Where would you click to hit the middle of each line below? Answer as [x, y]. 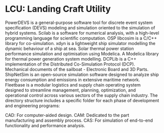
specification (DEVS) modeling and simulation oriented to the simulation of [80, 27]
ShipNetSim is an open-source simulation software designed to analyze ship [82, 74]
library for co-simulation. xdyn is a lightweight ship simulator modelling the [80, 43]
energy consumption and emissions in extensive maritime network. [73, 80]
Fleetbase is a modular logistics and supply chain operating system [73, 85]
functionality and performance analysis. [45, 125]
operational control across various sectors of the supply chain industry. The [82, 95]
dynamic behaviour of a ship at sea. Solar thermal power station [70, 48]
